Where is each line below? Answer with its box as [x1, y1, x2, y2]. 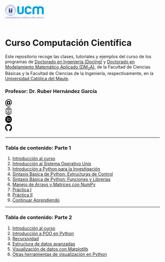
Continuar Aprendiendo [12, 197, 60, 203]
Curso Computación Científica [5, 37, 132, 48]
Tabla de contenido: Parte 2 [5, 214, 72, 221]
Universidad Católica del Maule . [5, 75, 70, 81]
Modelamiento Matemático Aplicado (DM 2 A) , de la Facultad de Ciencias [5, 64, 151, 71]
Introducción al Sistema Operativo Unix [12, 161, 92, 167]
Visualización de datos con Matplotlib [12, 246, 88, 252]
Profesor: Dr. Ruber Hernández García [5, 88, 97, 95]
